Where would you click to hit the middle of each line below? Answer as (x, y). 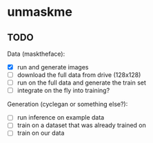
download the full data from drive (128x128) (79, 75)
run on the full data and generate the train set (82, 82)
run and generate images (53, 67)
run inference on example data (61, 118)
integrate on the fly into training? (63, 91)
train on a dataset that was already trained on (81, 125)
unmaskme (40, 12)
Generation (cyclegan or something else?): (68, 104)
